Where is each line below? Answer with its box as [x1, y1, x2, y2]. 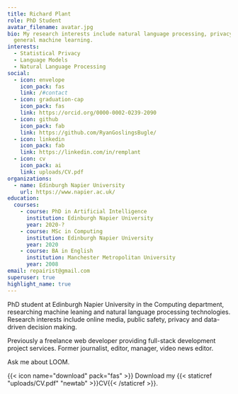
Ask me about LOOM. [7, 357, 70, 366]
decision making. [27, 322, 77, 331]
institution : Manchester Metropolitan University [25, 254, 176, 261]
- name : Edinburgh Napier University [13, 181, 125, 188]
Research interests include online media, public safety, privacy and [7, 315, 203, 323]
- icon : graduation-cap [13, 96, 84, 103]
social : [7, 69, 30, 77]
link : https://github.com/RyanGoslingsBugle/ [20, 129, 157, 136]
